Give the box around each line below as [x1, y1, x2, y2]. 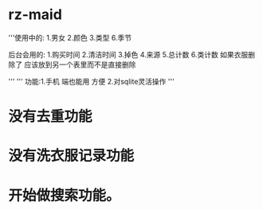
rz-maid [8, 6, 62, 24]
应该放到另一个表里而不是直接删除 [23, 60, 136, 69]
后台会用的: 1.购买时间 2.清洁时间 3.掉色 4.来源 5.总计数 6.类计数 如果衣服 [8, 49, 249, 59]
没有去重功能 [8, 107, 93, 126]
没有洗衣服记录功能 [8, 147, 135, 165]
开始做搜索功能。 [8, 186, 121, 204]
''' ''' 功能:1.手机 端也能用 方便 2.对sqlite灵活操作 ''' [8, 76, 175, 86]
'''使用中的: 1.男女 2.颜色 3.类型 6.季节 [8, 33, 132, 42]
